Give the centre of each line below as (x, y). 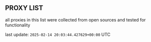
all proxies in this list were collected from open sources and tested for (75, 20)
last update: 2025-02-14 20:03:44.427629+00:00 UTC (58, 34)
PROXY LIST (24, 8)
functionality (18, 25)
